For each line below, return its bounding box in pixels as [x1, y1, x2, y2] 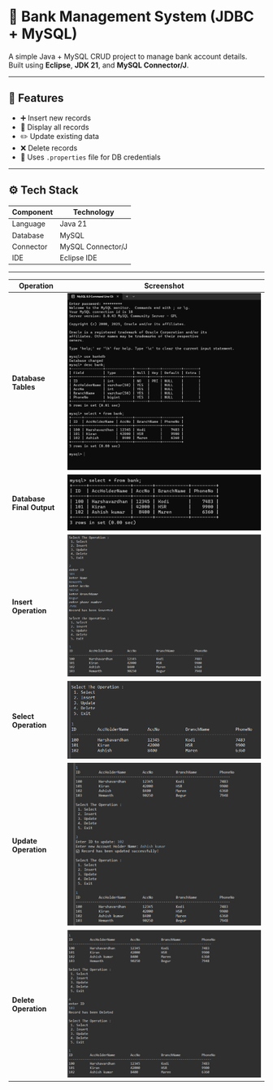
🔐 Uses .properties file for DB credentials [19, 152, 161, 162]
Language [11, 219, 46, 229]
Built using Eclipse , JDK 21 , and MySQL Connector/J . [8, 60, 189, 70]
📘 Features [8, 91, 64, 105]
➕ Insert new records [19, 113, 92, 123]
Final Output [11, 503, 55, 512]
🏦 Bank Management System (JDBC [8, 7, 254, 26]
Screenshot [144, 281, 184, 291]
